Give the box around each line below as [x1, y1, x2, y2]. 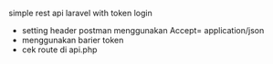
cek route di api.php [21, 44, 98, 55]
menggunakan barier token [21, 35, 124, 45]
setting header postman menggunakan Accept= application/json [21, 25, 265, 35]
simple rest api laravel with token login [8, 8, 152, 18]
